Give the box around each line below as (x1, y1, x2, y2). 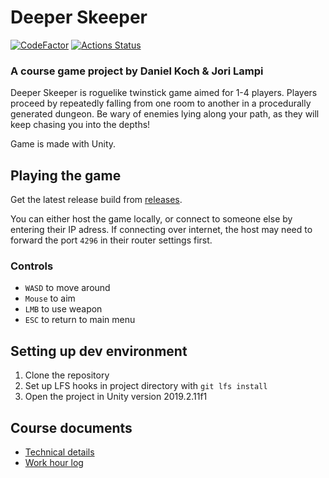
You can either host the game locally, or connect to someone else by (10, 213, 293, 225)
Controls (10, 259, 54, 273)
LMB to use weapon (24, 303, 103, 315)
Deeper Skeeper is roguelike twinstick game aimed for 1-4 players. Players (10, 87, 318, 99)
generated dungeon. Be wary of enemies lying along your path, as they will (10, 108, 320, 120)
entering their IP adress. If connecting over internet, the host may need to (10, 224, 313, 236)
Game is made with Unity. (10, 138, 117, 150)
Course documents (10, 419, 133, 436)
